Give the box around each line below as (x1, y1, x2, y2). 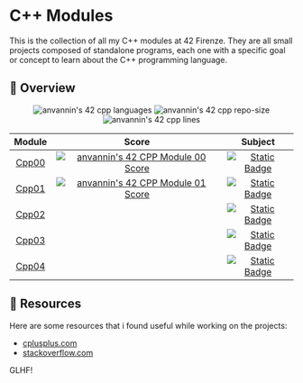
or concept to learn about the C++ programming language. (9, 54, 228, 65)
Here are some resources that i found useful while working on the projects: (9, 320, 288, 331)
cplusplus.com (22, 337, 78, 348)
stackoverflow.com (22, 347, 94, 358)
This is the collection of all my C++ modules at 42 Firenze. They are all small (9, 35, 293, 46)
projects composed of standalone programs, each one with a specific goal (9, 44, 286, 55)
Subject (241, 135, 275, 148)
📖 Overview (9, 80, 76, 96)
